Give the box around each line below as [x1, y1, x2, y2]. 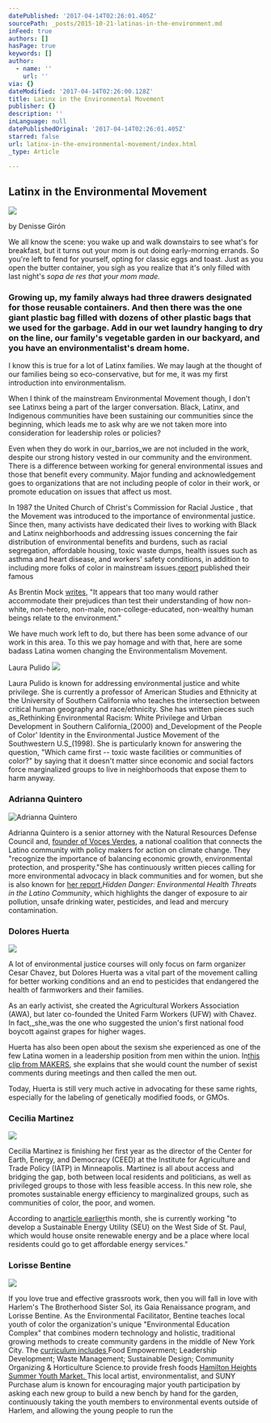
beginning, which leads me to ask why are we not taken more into [8, 419, 227, 430]
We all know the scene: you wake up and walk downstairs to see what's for [8, 237, 259, 247]
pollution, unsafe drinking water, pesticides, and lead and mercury [8, 897, 229, 907]
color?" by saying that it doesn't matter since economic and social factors [8, 756, 254, 766]
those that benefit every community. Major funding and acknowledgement [8, 469, 256, 479]
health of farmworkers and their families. [8, 985, 144, 995]
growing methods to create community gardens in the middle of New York [8, 1336, 256, 1346]
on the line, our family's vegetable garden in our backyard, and [8, 332, 260, 344]
